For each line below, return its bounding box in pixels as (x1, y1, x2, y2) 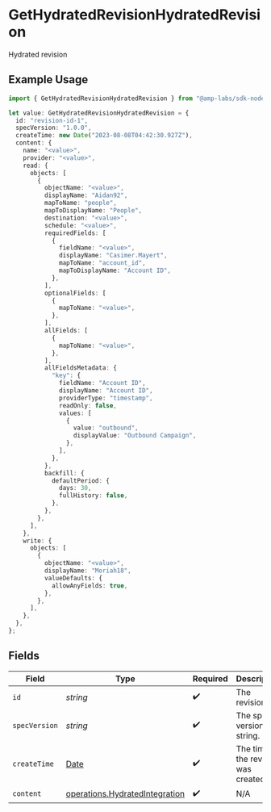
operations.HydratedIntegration (65, 789, 186, 800)
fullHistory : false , (59, 492, 128, 500)
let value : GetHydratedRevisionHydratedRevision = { (8, 109, 190, 117)
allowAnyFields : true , (51, 581, 128, 590)
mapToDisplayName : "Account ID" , (59, 266, 172, 274)
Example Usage (8, 73, 89, 86)
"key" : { (51, 371, 81, 380)
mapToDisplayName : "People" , (44, 207, 143, 215)
